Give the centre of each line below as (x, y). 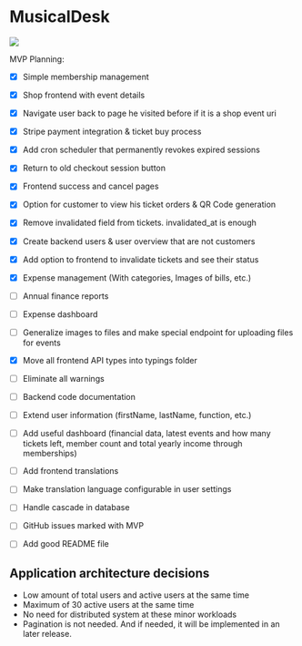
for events (41, 343)
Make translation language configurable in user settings (127, 489)
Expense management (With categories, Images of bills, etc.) (137, 277)
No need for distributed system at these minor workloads (130, 615)
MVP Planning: (37, 59)
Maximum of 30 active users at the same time (108, 605)
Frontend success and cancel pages (91, 186)
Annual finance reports (65, 296)
